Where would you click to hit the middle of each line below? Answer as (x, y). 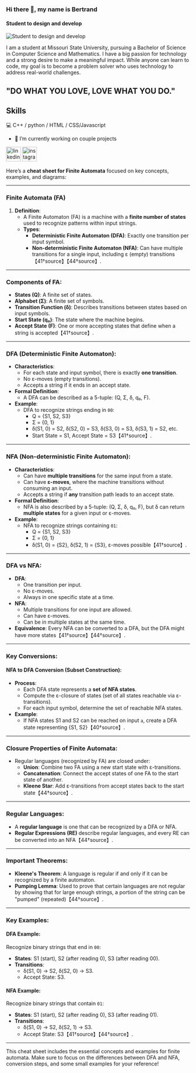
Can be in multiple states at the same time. (74, 622)
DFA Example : (23, 934)
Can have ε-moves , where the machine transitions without (94, 482)
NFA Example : (23, 991)
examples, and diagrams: (36, 177)
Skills (16, 111)
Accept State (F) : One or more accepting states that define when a (95, 326)
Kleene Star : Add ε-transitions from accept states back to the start (104, 786)
